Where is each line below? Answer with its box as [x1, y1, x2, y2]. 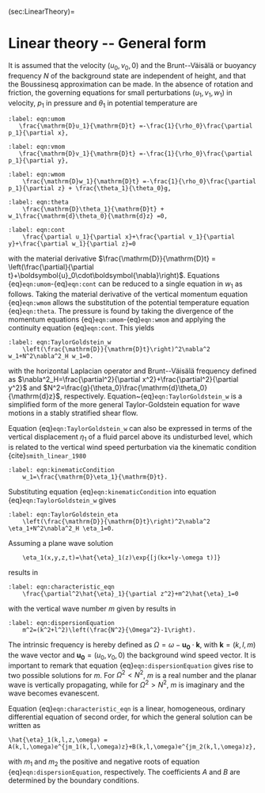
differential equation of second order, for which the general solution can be [8, 712, 253, 722]
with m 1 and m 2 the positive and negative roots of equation [8, 757, 200, 768]
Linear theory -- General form [8, 35, 207, 52]
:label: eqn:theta [8, 198, 69, 207]
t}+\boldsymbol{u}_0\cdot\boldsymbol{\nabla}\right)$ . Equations [8, 271, 220, 280]
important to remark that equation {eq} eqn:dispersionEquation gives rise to [8, 661, 254, 670]
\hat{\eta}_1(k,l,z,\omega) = [8, 736, 108, 744]
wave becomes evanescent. [8, 688, 100, 698]
